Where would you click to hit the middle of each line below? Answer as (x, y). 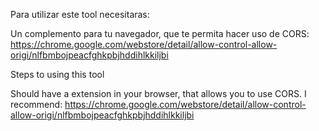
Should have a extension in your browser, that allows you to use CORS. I (158, 93)
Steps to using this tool (57, 74)
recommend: (36, 104)
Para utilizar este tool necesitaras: (80, 14)
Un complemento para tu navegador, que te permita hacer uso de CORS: (160, 33)
